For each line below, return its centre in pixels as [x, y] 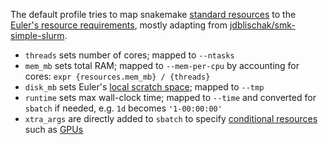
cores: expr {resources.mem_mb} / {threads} [117, 76]
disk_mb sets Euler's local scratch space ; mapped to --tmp [144, 87]
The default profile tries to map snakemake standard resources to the [153, 14]
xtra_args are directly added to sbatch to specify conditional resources [171, 118]
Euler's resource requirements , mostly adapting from [119, 25]
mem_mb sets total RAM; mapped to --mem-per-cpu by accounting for [162, 65]
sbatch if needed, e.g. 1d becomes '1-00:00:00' [123, 108]
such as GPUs [54, 129]
